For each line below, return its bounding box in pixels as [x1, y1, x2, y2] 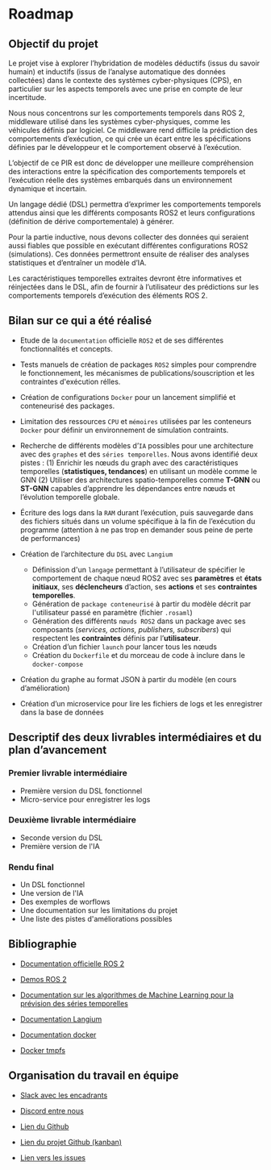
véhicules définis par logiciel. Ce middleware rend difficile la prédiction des [8, 126, 258, 135]
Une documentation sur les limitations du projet [19, 906, 178, 915]
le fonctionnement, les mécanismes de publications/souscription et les [19, 368, 256, 377]
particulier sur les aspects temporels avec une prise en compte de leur [8, 84, 244, 94]
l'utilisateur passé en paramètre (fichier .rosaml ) [31, 607, 194, 617]
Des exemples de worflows [19, 897, 110, 907]
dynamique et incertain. [8, 184, 87, 194]
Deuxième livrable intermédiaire [8, 814, 137, 826]
